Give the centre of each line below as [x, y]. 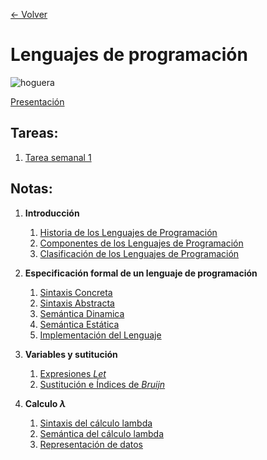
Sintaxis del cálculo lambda [96, 423]
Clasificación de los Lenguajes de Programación [139, 253]
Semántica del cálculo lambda [102, 433]
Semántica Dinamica [82, 313]
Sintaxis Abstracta [77, 303]
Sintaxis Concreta [76, 292]
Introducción [52, 213]
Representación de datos [91, 444]
